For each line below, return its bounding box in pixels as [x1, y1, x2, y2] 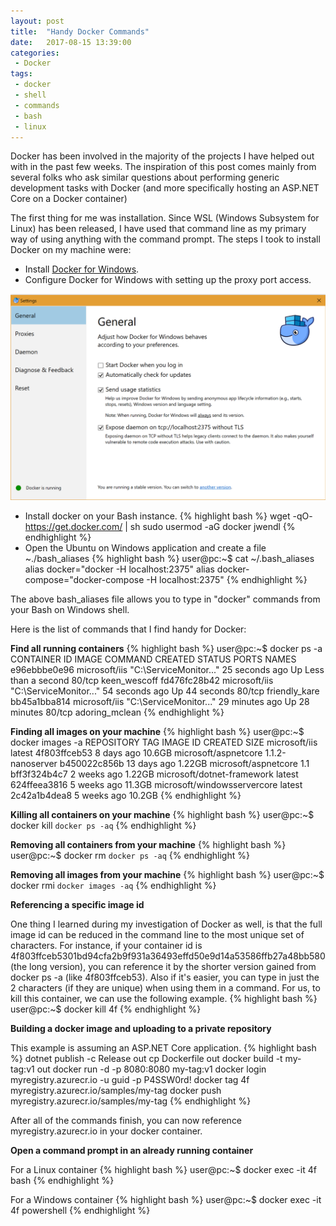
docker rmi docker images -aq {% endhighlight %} [10, 880, 217, 892]
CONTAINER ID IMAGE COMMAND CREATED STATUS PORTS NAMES [10, 653, 297, 665]
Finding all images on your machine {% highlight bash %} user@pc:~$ [10, 726, 305, 738]
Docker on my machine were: [10, 244, 132, 256]
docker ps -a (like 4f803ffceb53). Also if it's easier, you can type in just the [10, 971, 320, 984]
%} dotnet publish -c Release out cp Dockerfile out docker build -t [10, 1053, 283, 1065]
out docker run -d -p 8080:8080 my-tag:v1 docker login [36, 1063, 267, 1075]
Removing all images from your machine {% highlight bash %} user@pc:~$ [10, 869, 325, 881]
